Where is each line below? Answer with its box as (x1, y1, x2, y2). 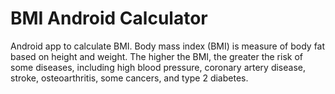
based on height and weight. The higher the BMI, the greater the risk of (10, 50, 303, 62)
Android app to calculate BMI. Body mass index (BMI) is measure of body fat (10, 40, 326, 52)
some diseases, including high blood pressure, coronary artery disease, (10, 61, 306, 73)
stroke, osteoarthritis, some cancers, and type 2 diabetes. (10, 72, 249, 84)
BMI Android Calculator (10, 7, 208, 30)
